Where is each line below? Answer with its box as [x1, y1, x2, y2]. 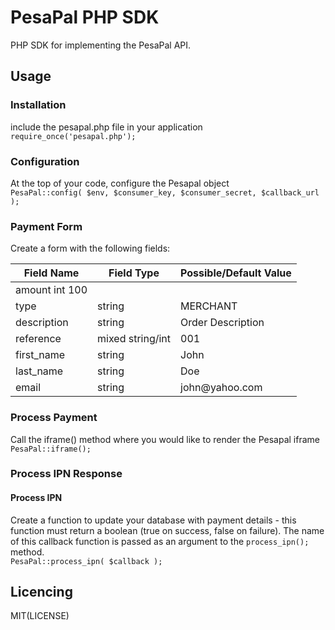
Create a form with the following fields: [10, 242, 171, 255]
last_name [15, 364, 64, 378]
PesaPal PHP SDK [10, 6, 160, 29]
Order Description [180, 316, 265, 330]
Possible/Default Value [180, 266, 292, 280]
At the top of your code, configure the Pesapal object [10, 177, 230, 189]
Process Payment [10, 411, 98, 425]
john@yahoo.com [180, 381, 263, 395]
